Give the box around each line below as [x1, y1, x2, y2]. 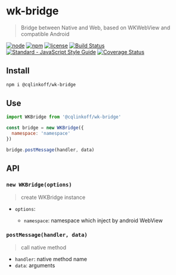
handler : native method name [14, 255, 88, 262]
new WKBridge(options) [6, 182, 72, 188]
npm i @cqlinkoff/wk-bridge [6, 81, 76, 87]
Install [6, 66, 30, 76]
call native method [20, 244, 67, 251]
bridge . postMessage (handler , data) [6, 147, 95, 153]
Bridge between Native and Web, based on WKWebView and [20, 24, 171, 31]
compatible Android [20, 30, 70, 37]
